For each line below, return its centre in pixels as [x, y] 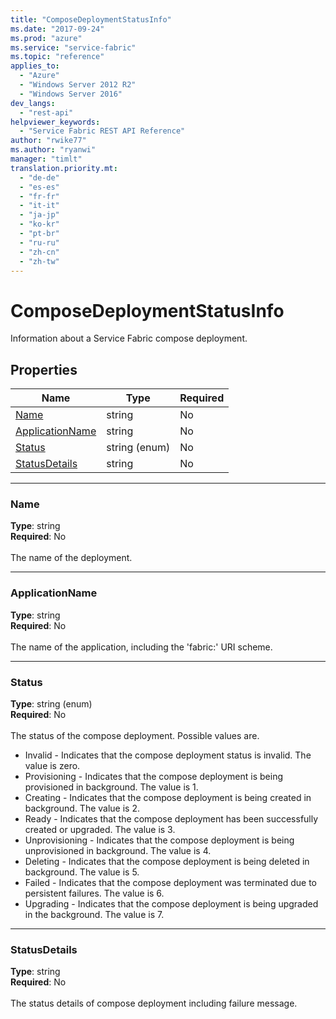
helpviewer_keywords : [55, 122]
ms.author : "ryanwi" [53, 150]
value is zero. [52, 766]
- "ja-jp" [39, 215]
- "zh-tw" [39, 261]
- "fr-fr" [39, 196]
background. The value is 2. [82, 808]
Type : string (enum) [51, 704]
